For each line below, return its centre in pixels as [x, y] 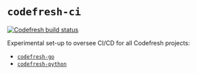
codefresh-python [42, 64]
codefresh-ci [44, 12]
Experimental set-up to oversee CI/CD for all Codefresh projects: [98, 42]
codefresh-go [36, 57]
